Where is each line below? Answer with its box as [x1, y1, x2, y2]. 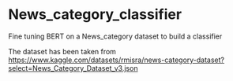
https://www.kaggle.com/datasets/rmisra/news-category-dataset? [8, 55, 225, 64]
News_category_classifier [8, 6, 182, 24]
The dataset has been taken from [8, 46, 117, 56]
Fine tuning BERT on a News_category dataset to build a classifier [8, 31, 223, 41]
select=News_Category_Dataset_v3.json [8, 63, 138, 72]
